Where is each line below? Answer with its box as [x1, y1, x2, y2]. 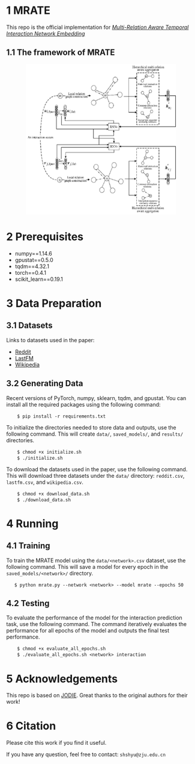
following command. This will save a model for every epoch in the [6, 563, 169, 570]
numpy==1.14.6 [14, 249, 52, 257]
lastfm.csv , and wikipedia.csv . [6, 478, 84, 486]
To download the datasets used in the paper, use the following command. [6, 465, 188, 473]
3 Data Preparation [6, 296, 102, 310]
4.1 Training [6, 540, 50, 551]
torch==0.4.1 [14, 269, 47, 276]
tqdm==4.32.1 [14, 263, 50, 270]
